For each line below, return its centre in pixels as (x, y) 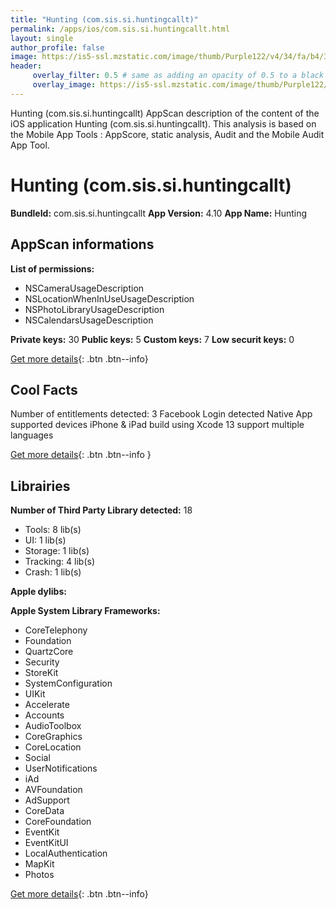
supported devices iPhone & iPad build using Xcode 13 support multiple (157, 425)
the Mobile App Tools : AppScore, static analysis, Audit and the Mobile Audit (167, 134)
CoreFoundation (58, 822)
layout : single (42, 38)
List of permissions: (52, 268)
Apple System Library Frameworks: (85, 611)
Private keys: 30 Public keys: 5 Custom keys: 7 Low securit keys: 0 (152, 339)
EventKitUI (46, 843)
